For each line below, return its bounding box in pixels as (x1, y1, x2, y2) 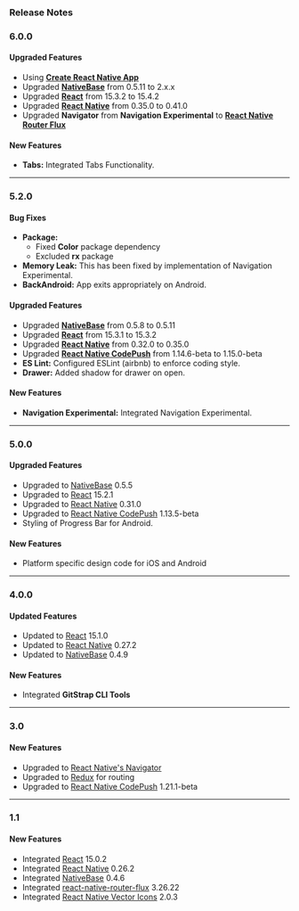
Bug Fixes (9, 212, 47, 223)
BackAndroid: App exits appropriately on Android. (21, 279, 207, 291)
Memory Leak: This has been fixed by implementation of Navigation (21, 260, 273, 271)
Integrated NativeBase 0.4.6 (21, 872, 125, 883)
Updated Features (9, 611, 77, 621)
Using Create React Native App (21, 72, 140, 83)
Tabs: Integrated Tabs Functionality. (21, 160, 155, 170)
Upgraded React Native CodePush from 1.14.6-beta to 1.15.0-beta (21, 348, 263, 358)
